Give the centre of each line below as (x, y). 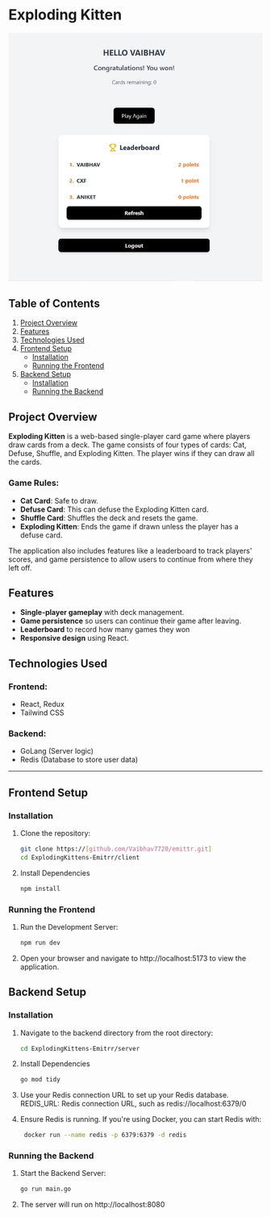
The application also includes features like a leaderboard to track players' (130, 550)
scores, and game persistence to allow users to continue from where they (131, 559)
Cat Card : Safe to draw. (59, 500)
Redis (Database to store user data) (79, 759)
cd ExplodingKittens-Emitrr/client (80, 857)
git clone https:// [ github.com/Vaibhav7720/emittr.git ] (116, 849)
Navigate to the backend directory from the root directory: (117, 1033)
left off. (20, 567)
